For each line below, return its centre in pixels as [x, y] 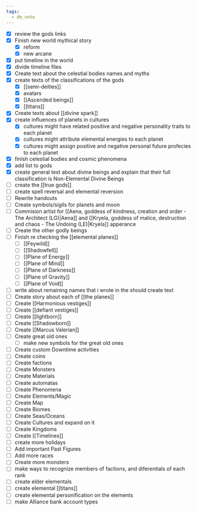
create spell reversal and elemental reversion [69, 191]
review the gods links [40, 33]
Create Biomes [33, 409]
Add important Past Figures [47, 449]
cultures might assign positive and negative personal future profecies [107, 146]
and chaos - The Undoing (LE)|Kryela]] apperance [75, 224]
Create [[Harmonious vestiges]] [53, 303]
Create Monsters [35, 370]
